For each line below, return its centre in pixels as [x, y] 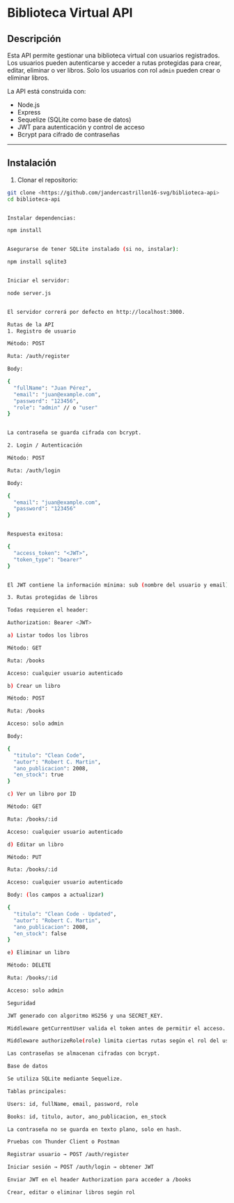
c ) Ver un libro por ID [42, 794]
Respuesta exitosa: [36, 534]
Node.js [29, 105]
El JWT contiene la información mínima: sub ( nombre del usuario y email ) [118, 585]
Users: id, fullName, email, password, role [73, 1104]
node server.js [29, 293]
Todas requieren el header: [48, 610]
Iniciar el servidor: [39, 281]
